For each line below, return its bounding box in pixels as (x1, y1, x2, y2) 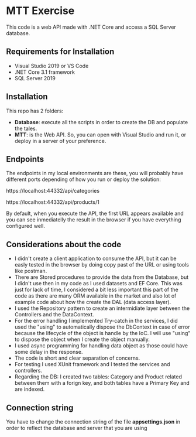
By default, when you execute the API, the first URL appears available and (6, 210, 184, 217)
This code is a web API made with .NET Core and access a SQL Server (6, 23, 177, 30)
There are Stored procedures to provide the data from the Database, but (14, 274, 189, 281)
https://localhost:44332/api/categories (6, 187, 100, 194)
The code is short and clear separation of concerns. (14, 354, 140, 361)
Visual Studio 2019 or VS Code (14, 62, 89, 69)
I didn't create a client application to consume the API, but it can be (14, 255, 177, 262)
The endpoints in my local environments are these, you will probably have (6, 170, 184, 177)
